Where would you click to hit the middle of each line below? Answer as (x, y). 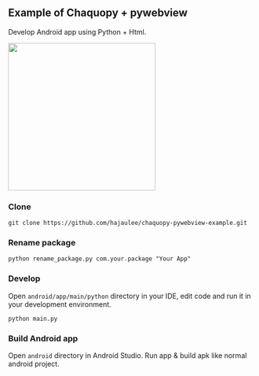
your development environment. (60, 304)
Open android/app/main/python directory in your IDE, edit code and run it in (129, 296)
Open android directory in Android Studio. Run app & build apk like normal (128, 356)
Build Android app (43, 338)
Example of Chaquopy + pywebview (98, 13)
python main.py (33, 319)
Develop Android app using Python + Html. (77, 31)
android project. (34, 364)
